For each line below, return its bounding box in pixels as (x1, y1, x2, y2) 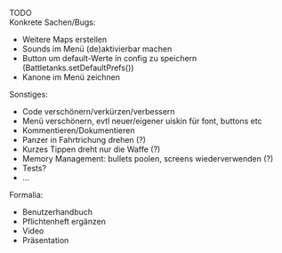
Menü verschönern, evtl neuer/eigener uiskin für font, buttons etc (21, 115, 262, 126)
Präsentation (21, 235, 69, 245)
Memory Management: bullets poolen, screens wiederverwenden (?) (21, 154, 274, 163)
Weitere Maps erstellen (21, 35, 108, 44)
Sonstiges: (9, 89, 49, 99)
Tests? (21, 163, 47, 173)
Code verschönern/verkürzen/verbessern (21, 107, 175, 116)
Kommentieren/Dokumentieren (21, 125, 135, 136)
